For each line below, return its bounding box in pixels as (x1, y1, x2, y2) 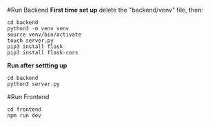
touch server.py (7, 37, 54, 44)
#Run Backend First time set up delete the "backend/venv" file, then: (7, 6, 204, 14)
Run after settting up (7, 61, 67, 70)
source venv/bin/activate (7, 31, 81, 38)
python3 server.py (7, 81, 60, 87)
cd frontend (7, 106, 41, 113)
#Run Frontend (7, 93, 50, 101)
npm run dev (7, 112, 41, 119)
